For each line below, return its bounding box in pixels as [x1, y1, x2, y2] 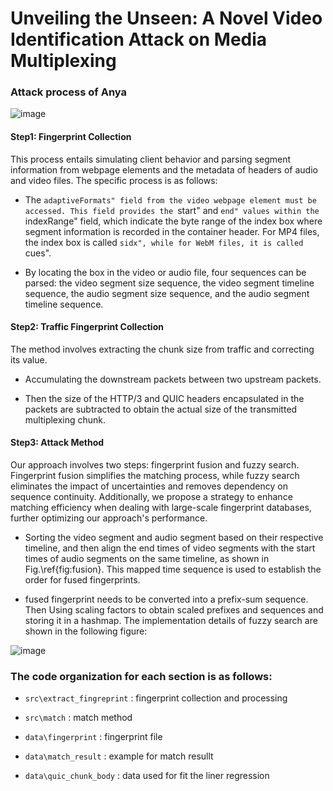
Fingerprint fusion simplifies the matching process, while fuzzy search [10, 470, 300, 482]
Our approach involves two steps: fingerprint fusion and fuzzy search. [10, 459, 300, 471]
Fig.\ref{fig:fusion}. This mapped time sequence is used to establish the [24, 563, 322, 576]
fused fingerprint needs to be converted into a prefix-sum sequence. [24, 593, 309, 606]
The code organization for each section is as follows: [10, 670, 273, 684]
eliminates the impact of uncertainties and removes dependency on [10, 480, 288, 492]
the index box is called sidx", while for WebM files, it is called [24, 236, 304, 248]
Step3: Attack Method [10, 437, 105, 449]
